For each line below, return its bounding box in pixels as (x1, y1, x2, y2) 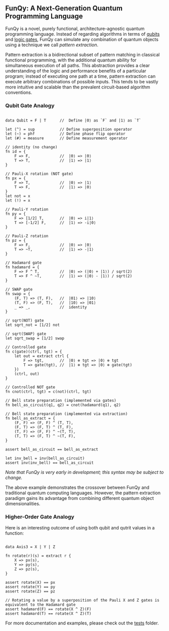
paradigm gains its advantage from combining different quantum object (5, 495, 154, 501)
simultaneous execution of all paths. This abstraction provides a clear (5, 62, 150, 68)
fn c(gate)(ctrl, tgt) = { (5, 349, 62, 355)
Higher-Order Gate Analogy (5, 513, 74, 520)
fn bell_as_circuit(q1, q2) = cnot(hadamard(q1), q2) (5, 402, 121, 408)
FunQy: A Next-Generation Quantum (5, 4, 123, 13)
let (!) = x (5, 198, 30, 203)
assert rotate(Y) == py (5, 584, 56, 590)
